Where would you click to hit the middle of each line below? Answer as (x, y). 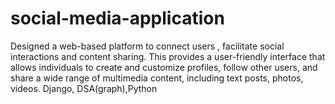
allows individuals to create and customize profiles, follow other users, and (164, 67)
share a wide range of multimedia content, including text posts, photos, (157, 78)
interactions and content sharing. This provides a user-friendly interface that (168, 56)
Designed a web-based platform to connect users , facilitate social (147, 46)
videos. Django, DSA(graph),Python (84, 88)
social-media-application (117, 18)
